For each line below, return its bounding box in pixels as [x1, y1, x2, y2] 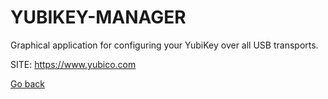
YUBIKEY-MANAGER [10, 6, 187, 29]
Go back [10, 77, 46, 90]
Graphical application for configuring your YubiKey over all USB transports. [10, 39, 319, 51]
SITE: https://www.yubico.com [10, 58, 137, 70]
